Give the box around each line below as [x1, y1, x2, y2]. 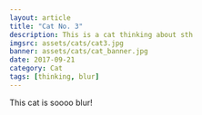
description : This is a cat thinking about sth [9, 30, 194, 39]
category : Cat [9, 64, 64, 73]
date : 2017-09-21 [9, 55, 76, 64]
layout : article [9, 13, 71, 23]
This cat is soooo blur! [9, 97, 93, 108]
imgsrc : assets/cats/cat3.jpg [9, 38, 125, 48]
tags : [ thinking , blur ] [9, 72, 100, 81]
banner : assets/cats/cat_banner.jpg [9, 47, 148, 56]
